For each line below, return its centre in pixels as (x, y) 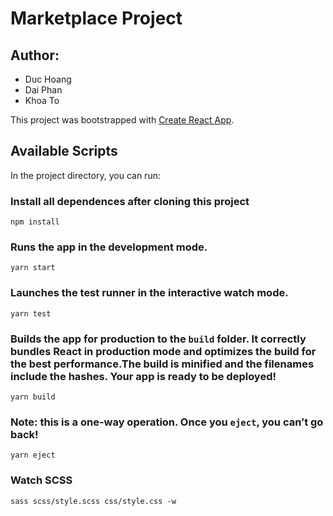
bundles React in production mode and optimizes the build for (163, 351)
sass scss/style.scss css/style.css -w (93, 501)
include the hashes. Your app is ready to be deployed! (143, 376)
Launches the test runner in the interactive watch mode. (149, 293)
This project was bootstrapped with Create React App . (122, 120)
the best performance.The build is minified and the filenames (162, 364)
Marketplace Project (96, 18)
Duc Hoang (48, 79)
